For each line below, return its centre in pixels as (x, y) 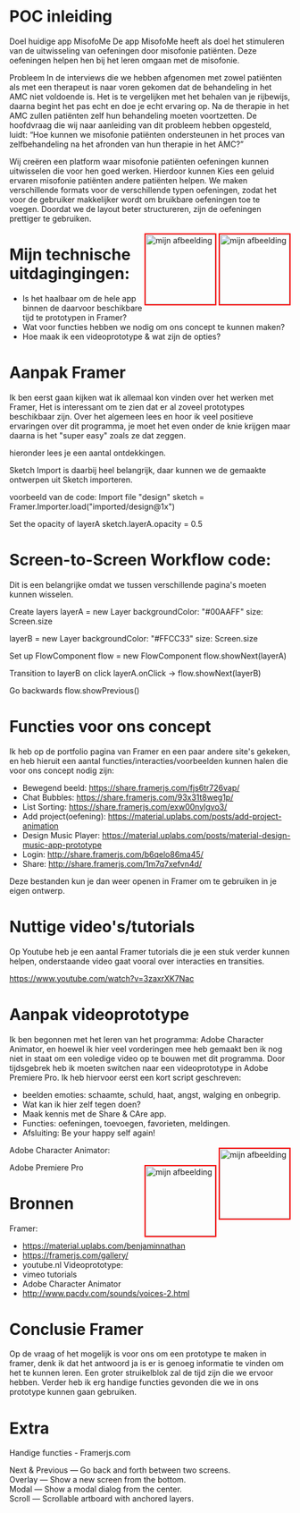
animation (41, 826)
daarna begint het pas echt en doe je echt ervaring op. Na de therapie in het (149, 106)
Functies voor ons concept (110, 726)
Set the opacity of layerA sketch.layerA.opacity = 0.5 (106, 523)
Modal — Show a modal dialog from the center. (96, 1489)
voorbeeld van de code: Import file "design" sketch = (107, 497)
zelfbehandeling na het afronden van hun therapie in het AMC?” (126, 144)
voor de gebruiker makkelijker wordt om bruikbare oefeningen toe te (135, 200)
